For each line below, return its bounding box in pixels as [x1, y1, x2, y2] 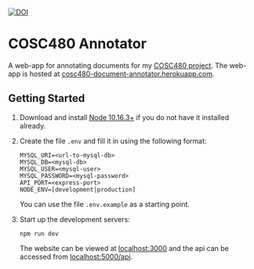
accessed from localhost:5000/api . [19, 252, 133, 261]
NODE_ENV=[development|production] [19, 185, 136, 194]
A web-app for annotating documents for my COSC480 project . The [8, 60, 228, 70]
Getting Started [8, 92, 85, 105]
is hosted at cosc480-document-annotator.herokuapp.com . [22, 69, 215, 78]
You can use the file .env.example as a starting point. [19, 199, 190, 209]
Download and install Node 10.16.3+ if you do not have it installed [19, 112, 230, 122]
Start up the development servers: [19, 214, 131, 224]
